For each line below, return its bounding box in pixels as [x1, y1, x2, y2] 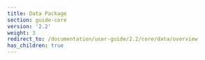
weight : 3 [7, 29, 36, 37]
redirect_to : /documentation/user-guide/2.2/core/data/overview [7, 36, 198, 43]
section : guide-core [7, 17, 68, 23]
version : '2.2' [7, 23, 52, 30]
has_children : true [7, 42, 64, 49]
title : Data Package [7, 10, 68, 17]
